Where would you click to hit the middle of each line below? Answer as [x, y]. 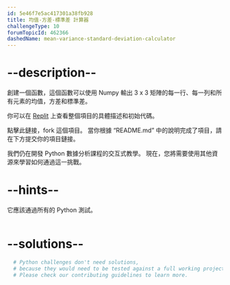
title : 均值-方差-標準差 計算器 [48, 20]
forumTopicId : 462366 [38, 33]
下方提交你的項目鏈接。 [46, 139]
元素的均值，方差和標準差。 [52, 101]
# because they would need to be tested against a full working [107, 269]
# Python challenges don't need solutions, [76, 262]
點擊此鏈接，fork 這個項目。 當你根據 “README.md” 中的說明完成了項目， [112, 130]
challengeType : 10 [33, 26]
